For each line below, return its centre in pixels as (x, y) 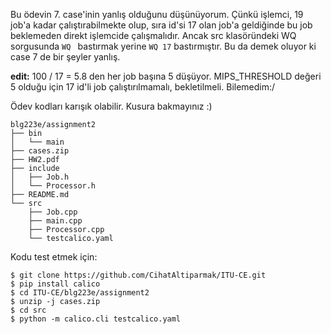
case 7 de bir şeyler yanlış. (65, 57)
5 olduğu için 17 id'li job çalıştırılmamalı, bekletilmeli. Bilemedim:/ (143, 87)
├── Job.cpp (53, 212)
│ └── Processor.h (53, 186)
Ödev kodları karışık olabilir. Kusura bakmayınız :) (111, 106)
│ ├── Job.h (40, 177)
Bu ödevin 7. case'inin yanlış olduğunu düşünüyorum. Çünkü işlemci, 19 (157, 14)
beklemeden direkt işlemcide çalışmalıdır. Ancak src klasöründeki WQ (153, 35)
